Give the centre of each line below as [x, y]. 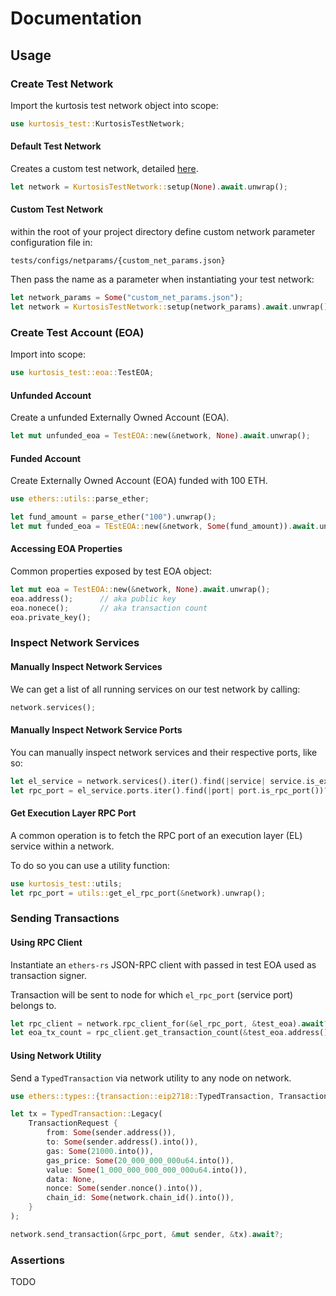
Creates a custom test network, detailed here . [104, 168]
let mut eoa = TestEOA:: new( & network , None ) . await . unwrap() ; [140, 590]
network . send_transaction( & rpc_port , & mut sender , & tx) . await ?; [147, 1234]
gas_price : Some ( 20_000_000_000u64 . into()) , [140, 1160]
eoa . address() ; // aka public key [93, 598]
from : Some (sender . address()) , [111, 1133]
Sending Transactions [65, 919]
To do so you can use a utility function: [90, 865]
